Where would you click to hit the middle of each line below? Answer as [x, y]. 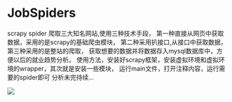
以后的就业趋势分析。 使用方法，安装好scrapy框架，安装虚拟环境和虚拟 [116, 59]
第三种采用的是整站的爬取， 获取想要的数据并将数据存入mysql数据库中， [112, 51]
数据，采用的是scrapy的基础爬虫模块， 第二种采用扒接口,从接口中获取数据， [117, 42]
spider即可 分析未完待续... [57, 77]
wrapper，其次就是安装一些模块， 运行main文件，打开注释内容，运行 [119, 68]
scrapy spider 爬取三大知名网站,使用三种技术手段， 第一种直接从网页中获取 [116, 33]
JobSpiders [42, 13]
